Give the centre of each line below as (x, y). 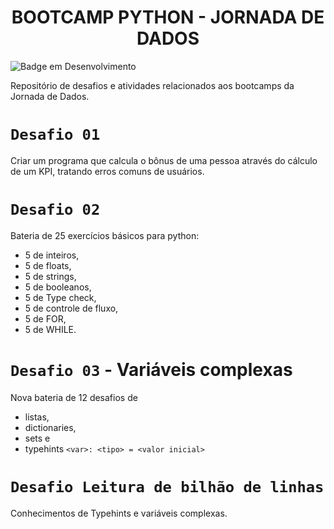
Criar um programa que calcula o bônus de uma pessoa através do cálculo (164, 160)
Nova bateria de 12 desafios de (74, 397)
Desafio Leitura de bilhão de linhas (167, 486)
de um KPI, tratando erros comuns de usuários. (107, 171)
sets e (37, 438)
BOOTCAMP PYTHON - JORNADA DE (168, 17)
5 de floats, (48, 265)
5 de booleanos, (58, 287)
